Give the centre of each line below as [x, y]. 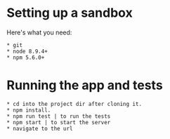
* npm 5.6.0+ [26, 58]
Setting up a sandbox [70, 13]
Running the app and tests [85, 85]
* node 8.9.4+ [27, 51]
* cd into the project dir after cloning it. [74, 104]
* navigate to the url [40, 128]
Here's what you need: [39, 32]
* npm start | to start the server [59, 122]
